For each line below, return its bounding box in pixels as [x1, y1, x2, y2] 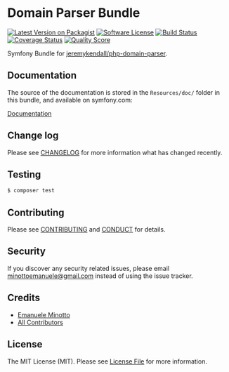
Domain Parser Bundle [7, 5, 140, 21]
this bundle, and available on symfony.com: [7, 95, 133, 104]
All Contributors [17, 318, 63, 326]
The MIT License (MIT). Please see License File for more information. [7, 357, 207, 366]
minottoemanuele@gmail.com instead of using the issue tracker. [7, 272, 193, 280]
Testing [7, 168, 41, 180]
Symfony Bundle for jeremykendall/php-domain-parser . [7, 49, 168, 58]
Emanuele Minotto [17, 310, 70, 319]
